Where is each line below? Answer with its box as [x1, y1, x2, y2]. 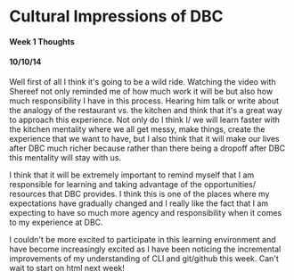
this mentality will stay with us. [9, 152, 122, 162]
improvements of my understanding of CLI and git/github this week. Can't [9, 252, 279, 264]
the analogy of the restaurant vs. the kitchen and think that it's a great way [9, 104, 282, 115]
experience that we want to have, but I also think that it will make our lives [9, 133, 280, 144]
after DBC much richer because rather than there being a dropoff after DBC [9, 143, 286, 153]
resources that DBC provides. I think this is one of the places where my [9, 188, 270, 199]
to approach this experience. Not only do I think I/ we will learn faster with [9, 114, 281, 125]
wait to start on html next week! [9, 262, 125, 273]
